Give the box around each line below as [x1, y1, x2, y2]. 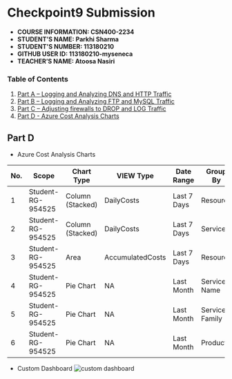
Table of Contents [7, 74, 69, 84]
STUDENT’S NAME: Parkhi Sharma [17, 35, 119, 43]
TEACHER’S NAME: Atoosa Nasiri [17, 57, 115, 65]
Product [201, 338, 227, 348]
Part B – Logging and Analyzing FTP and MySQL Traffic [17, 97, 175, 106]
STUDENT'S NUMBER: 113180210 [17, 42, 115, 50]
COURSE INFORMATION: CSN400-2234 [17, 28, 135, 36]
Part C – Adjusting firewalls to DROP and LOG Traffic [17, 105, 167, 113]
